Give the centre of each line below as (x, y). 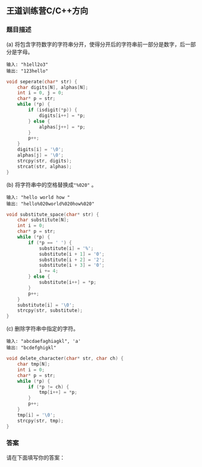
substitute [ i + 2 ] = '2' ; (71, 260)
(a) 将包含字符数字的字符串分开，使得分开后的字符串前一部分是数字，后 (96, 44)
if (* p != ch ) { (49, 387)
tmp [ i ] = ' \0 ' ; (37, 415)
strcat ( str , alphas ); (44, 166)
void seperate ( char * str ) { (42, 82)
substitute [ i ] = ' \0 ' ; (46, 305)
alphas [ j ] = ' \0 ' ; (40, 155)
